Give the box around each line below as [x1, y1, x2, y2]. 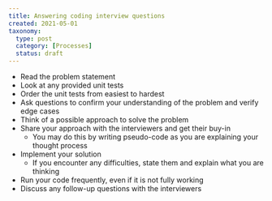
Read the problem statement [19, 72, 116, 81]
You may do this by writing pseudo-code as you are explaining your [32, 132, 258, 142]
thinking [32, 167, 60, 176]
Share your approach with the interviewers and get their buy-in [19, 123, 231, 133]
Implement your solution [19, 149, 101, 159]
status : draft [15, 49, 63, 58]
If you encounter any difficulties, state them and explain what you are [32, 158, 264, 167]
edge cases [19, 106, 60, 116]
